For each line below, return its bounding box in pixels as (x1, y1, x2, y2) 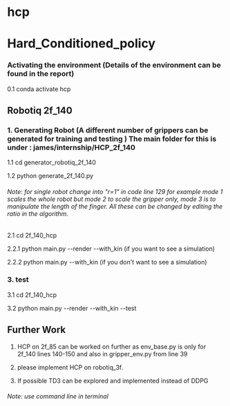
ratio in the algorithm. (7, 209, 69, 217)
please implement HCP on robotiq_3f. (17, 363, 124, 371)
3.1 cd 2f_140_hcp (7, 291, 57, 299)
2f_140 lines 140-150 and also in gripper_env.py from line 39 (17, 349, 188, 358)
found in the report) (7, 69, 75, 79)
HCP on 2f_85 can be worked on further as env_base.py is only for (17, 342, 207, 351)
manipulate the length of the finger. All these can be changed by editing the (7, 202, 223, 211)
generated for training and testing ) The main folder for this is (7, 134, 217, 144)
